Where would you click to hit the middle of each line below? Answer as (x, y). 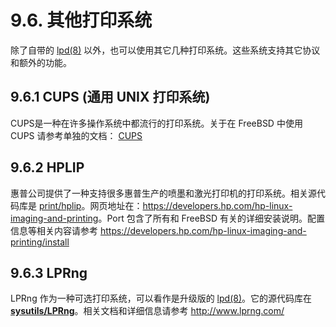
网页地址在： (116, 205)
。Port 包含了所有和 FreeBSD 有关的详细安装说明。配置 (212, 218)
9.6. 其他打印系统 (81, 20)
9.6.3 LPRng (49, 272)
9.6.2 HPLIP (47, 167)
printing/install (40, 242)
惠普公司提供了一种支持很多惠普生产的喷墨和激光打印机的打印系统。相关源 (163, 193)
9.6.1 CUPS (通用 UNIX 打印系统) (110, 97)
